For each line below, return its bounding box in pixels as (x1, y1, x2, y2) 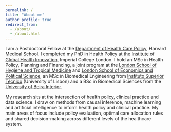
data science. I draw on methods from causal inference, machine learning (5, 99, 161, 105)
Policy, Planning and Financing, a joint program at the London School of (5, 62, 157, 68)
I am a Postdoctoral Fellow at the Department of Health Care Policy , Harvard (5, 46, 166, 51)
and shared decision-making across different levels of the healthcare (5, 116, 151, 121)
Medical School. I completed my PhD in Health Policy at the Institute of (5, 51, 155, 57)
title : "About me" (5, 12, 45, 17)
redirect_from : (5, 22, 38, 27)
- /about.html (10, 31, 40, 36)
